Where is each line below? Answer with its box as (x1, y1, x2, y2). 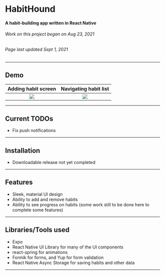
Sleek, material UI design (12, 191, 63, 197)
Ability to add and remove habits (12, 196, 78, 202)
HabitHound (5, 3, 55, 15)
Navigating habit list (60, 85, 110, 92)
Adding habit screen (7, 85, 56, 92)
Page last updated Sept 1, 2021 (5, 46, 68, 52)
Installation (5, 146, 40, 155)
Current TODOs (5, 114, 54, 123)
